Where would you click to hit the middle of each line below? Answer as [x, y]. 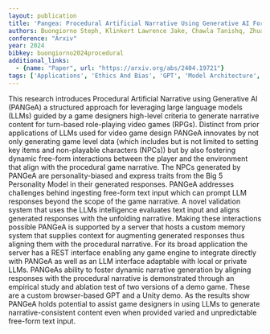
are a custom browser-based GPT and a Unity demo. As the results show [129, 295]
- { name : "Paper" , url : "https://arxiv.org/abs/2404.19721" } [120, 68]
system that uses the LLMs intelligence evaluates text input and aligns [124, 209]
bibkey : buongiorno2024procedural [66, 53]
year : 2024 [27, 46]
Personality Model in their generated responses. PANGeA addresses [121, 184]
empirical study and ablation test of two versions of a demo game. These [129, 287]
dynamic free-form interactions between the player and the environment [128, 159]
